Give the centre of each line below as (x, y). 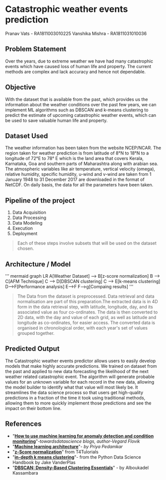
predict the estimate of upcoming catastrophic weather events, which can (81, 115)
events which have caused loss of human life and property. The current (78, 66)
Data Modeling (27, 223)
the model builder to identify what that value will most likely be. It (72, 387)
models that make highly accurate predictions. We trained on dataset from (81, 366)
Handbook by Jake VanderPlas (44, 462)
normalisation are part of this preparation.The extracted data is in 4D (87, 301)
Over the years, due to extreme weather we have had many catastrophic (79, 61)
